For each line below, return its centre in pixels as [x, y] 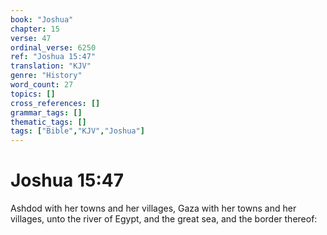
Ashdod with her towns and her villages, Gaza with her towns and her [153, 208]
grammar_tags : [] [46, 112]
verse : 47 [31, 38]
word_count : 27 [42, 85]
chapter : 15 [35, 29]
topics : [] [33, 94]
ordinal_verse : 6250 [53, 47]
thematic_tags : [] [48, 122]
